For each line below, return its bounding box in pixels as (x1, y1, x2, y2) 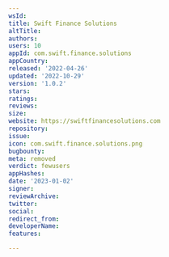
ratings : (8, 95, 38, 103)
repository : (8, 124, 49, 133)
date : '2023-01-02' (8, 177, 74, 186)
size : (8, 110, 27, 118)
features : (8, 230, 42, 238)
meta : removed (8, 154, 57, 162)
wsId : (8, 11, 27, 20)
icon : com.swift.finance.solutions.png (8, 139, 143, 148)
